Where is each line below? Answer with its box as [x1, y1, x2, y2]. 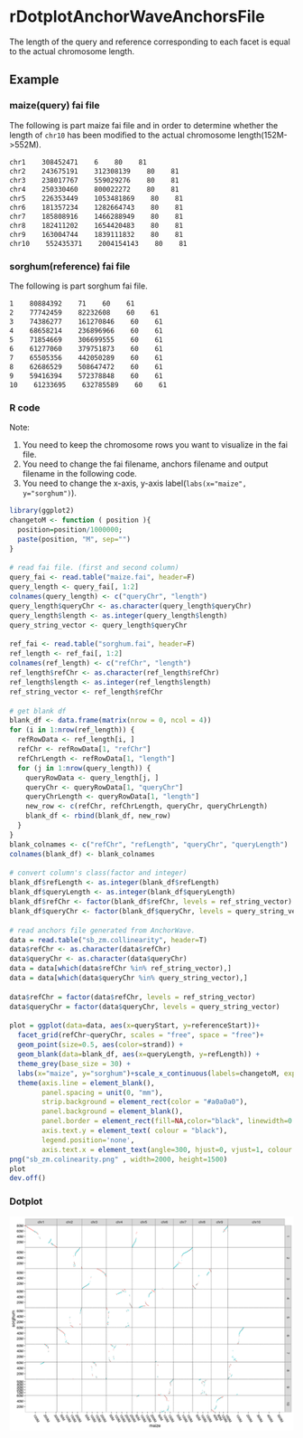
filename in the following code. [22, 468, 137, 479]
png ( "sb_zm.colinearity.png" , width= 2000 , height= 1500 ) [9, 1155, 228, 1164]
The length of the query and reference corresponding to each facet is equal [9, 36, 290, 47]
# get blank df [9, 706, 67, 715]
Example [9, 72, 60, 88]
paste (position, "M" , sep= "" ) [17, 535, 131, 544]
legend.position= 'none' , [41, 1135, 135, 1145]
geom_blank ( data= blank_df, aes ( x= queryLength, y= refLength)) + [17, 1050, 260, 1059]
